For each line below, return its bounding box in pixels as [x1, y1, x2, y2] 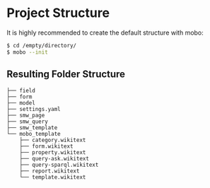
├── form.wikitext [19, 143, 74, 150]
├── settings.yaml [6, 105, 61, 112]
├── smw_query [6, 118, 49, 125]
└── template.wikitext [19, 173, 86, 181]
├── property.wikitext [19, 148, 86, 156]
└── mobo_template [6, 130, 61, 137]
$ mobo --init [6, 48, 49, 56]
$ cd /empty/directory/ [6, 42, 77, 49]
